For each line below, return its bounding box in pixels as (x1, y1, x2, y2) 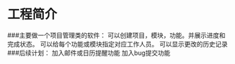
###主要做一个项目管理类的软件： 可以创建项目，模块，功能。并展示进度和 (7, 31, 226, 39)
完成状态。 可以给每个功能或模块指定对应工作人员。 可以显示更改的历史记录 (7, 39, 228, 48)
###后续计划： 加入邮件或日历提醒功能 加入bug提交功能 (7, 49, 171, 57)
